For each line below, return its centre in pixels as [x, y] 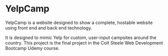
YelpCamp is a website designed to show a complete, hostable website [79, 22]
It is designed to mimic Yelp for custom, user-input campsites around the [81, 37]
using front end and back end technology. [49, 27]
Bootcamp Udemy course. [32, 48]
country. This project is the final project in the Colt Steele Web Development [84, 42]
